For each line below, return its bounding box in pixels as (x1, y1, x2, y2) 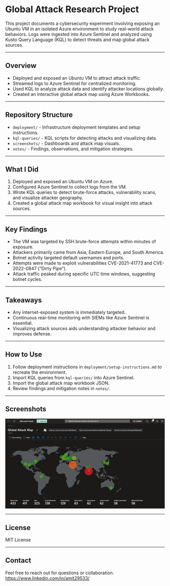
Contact (5, 556, 31, 565)
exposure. (12, 244, 34, 250)
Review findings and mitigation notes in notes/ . (12, 385, 111, 392)
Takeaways (5, 296, 42, 304)
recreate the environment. (12, 369, 67, 375)
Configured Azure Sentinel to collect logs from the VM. (12, 184, 127, 190)
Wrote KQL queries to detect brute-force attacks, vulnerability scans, (12, 189, 157, 196)
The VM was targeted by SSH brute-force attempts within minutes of (12, 239, 156, 245)
